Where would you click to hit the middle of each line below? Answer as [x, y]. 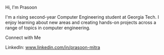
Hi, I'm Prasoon [21, 7]
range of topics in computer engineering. [48, 28]
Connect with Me [23, 38]
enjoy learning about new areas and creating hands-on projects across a [81, 22]
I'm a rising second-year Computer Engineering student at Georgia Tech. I [82, 17]
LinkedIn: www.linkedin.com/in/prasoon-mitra [53, 47]
